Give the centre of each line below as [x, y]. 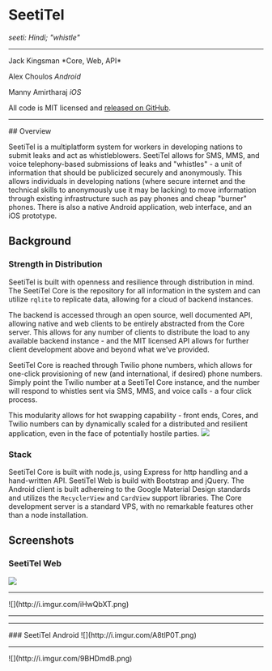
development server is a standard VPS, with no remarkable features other [131, 506]
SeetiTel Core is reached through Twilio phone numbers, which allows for [130, 365]
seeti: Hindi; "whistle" [45, 37]
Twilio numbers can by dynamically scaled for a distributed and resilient [128, 424]
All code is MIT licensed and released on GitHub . [90, 108]
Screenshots [41, 541]
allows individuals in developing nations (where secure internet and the [127, 181]
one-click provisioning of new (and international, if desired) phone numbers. [136, 374]
